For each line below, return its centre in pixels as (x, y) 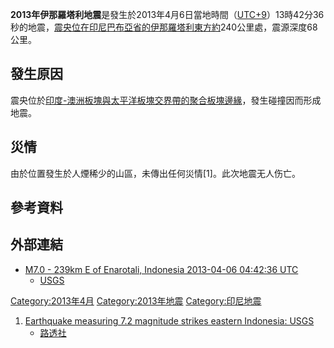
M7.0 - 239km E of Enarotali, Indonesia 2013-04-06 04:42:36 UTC (161, 269)
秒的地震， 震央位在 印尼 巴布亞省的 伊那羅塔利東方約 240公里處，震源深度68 (164, 27)
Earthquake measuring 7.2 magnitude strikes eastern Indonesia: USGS (169, 320)
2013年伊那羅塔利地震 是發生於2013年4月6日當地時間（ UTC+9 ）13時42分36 (167, 14)
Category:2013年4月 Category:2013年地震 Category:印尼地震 (136, 300)
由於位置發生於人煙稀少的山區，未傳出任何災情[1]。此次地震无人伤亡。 (155, 173)
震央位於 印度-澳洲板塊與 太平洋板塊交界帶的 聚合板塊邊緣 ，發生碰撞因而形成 (166, 100)
